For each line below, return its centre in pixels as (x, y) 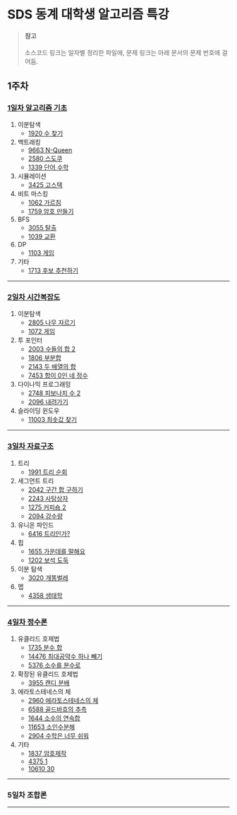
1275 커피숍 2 (47, 507)
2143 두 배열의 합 (52, 367)
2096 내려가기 (48, 402)
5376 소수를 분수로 (54, 665)
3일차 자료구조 (31, 447)
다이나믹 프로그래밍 (44, 385)
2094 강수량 (45, 516)
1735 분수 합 (45, 647)
